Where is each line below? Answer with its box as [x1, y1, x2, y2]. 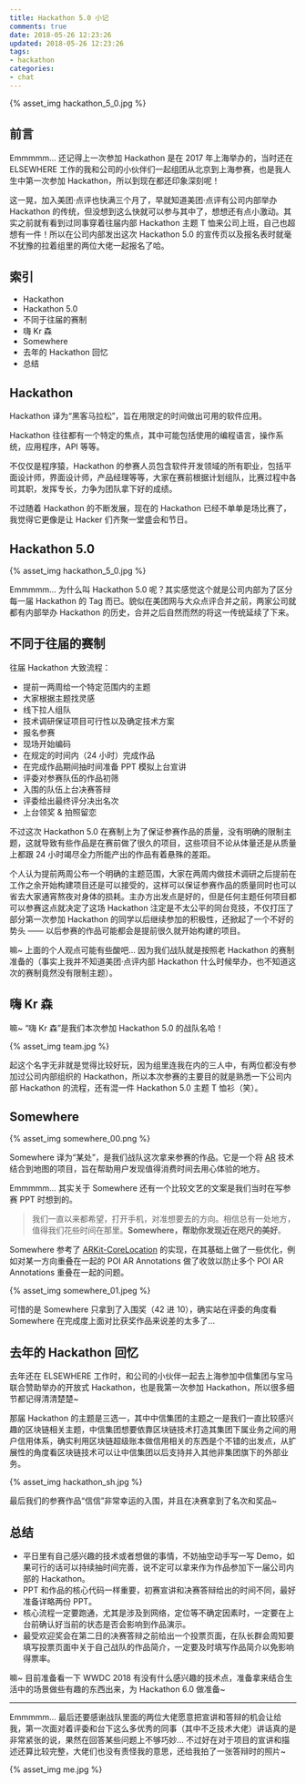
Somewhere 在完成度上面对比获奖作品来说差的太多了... [9, 1316, 216, 1327]
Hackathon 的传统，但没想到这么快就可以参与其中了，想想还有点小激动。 [9, 206, 284, 217]
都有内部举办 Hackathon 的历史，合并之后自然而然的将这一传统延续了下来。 [9, 607, 294, 618]
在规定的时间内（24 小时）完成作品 [22, 749, 156, 761]
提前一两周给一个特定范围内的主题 [22, 681, 151, 692]
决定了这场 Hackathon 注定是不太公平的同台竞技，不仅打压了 [65, 902, 294, 913]
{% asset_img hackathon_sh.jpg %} [9, 1477, 143, 1488]
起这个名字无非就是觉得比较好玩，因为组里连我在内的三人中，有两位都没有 [9, 1059, 289, 1071]
